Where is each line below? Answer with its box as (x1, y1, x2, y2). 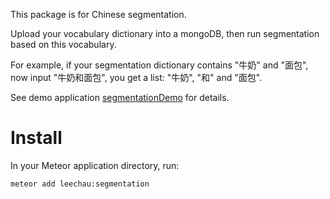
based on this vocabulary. (10, 39, 117, 50)
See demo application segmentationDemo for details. (10, 92, 230, 103)
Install (10, 127, 63, 149)
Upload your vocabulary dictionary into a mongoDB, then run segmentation (10, 28, 320, 39)
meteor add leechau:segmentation (10, 179, 150, 189)
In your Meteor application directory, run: (10, 159, 180, 171)
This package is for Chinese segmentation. (10, 9, 187, 20)
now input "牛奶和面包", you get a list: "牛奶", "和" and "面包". (10, 72, 263, 83)
